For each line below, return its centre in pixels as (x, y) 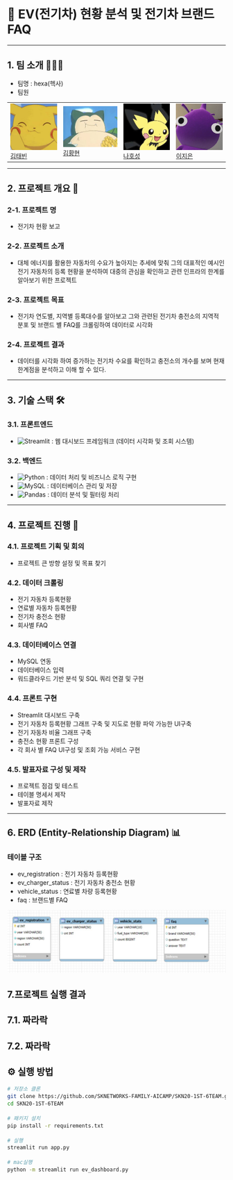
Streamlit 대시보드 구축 (49, 715)
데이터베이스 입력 (41, 670)
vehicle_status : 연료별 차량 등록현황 (67, 891)
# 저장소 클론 (24, 1089)
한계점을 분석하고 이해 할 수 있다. (61, 369)
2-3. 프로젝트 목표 (36, 299)
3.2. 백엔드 (25, 460)
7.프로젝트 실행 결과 (47, 994)
